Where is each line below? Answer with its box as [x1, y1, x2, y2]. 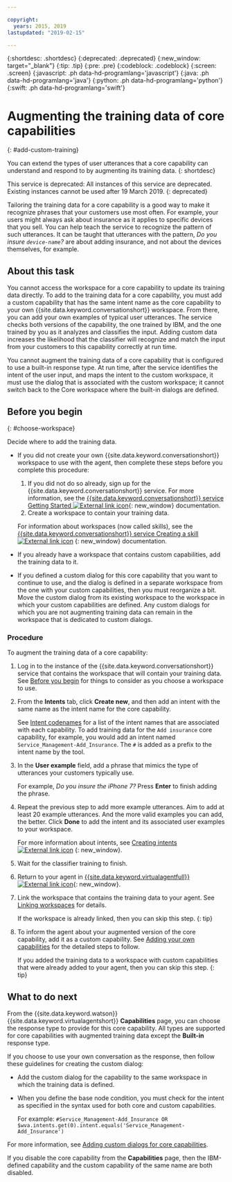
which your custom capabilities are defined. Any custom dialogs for [17, 600, 210, 609]
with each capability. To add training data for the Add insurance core [17, 726, 213, 734]
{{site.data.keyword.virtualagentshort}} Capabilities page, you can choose [7, 1017, 221, 1025]
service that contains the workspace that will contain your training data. [17, 669, 222, 677]
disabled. [7, 1169, 33, 1177]
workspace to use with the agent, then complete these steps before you [17, 458, 223, 466]
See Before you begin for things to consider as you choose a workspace [17, 677, 224, 685]
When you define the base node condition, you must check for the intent [17, 1094, 224, 1102]
